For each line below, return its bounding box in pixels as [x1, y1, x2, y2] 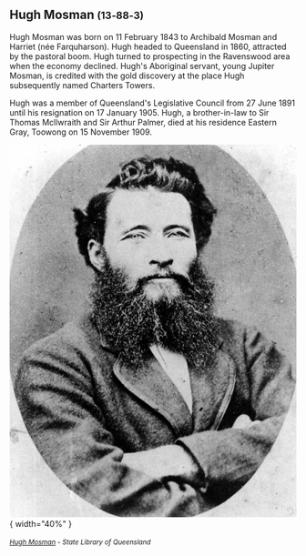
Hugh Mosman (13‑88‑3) [9, 7, 144, 23]
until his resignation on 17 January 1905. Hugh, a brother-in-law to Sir [9, 106, 270, 117]
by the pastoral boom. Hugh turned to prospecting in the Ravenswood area [9, 50, 291, 62]
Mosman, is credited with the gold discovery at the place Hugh [9, 70, 245, 81]
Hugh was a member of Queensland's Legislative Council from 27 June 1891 [9, 97, 296, 108]
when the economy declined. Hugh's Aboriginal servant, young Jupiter [9, 60, 275, 71]
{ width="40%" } [9, 518, 73, 529]
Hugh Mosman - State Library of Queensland [9, 537, 152, 547]
